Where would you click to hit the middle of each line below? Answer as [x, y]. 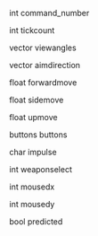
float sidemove [37, 100]
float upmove [33, 117]
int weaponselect [41, 169]
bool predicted [36, 222]
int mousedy [32, 204]
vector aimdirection [45, 65]
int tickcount [32, 30]
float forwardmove [43, 83]
